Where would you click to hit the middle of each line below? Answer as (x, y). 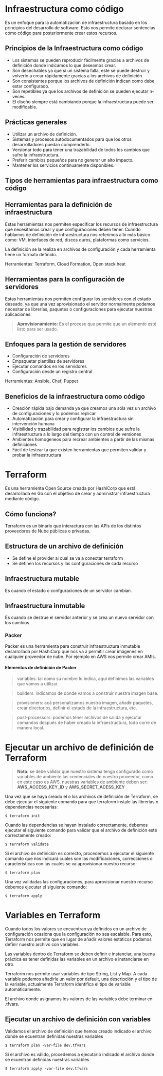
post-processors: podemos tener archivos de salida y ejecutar (79, 717)
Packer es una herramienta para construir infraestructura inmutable (72, 646)
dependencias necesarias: (32, 807)
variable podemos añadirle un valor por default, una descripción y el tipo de (81, 979)
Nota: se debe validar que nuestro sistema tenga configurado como (85, 771)
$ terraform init (23, 816)
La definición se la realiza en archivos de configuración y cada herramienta (80, 249)
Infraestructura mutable (42, 579)
